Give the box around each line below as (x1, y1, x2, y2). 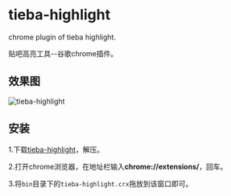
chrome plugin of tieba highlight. (8, 32, 117, 42)
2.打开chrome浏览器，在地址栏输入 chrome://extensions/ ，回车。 (8, 161, 228, 171)
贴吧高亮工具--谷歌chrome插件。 (8, 48, 118, 58)
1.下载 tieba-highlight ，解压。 (8, 145, 105, 154)
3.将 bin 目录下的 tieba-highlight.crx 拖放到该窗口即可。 (8, 178, 193, 188)
